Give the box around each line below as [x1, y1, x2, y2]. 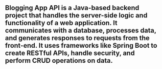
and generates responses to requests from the [5, 34, 150, 42]
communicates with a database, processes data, [5, 27, 157, 35]
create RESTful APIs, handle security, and [5, 49, 135, 57]
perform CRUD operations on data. [5, 56, 113, 65]
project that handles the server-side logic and [5, 12, 148, 20]
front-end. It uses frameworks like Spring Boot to [5, 41, 158, 50]
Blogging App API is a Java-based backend [5, 4, 139, 12]
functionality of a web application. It [5, 19, 117, 27]
